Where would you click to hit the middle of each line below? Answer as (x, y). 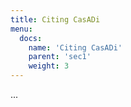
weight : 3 (49, 66)
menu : (21, 29)
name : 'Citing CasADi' (75, 47)
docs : (31, 38)
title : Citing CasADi (55, 19)
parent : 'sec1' (60, 57)
